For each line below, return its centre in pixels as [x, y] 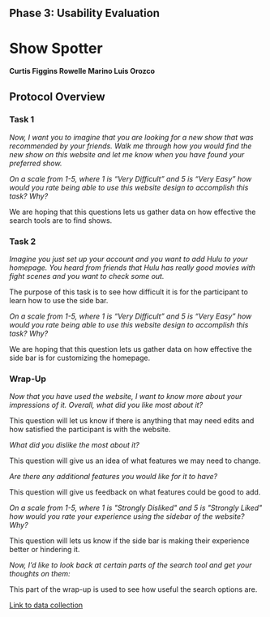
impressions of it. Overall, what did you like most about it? [106, 405]
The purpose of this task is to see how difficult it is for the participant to [129, 292]
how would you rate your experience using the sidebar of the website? [127, 516]
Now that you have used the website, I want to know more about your [126, 396]
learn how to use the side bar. [59, 301]
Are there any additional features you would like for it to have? [114, 477]
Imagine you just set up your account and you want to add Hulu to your [129, 259]
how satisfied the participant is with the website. [90, 430]
